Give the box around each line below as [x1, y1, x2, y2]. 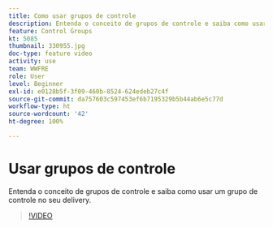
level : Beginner [8, 80, 63, 88]
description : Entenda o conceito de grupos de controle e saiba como [8, 19, 249, 28]
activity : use [8, 58, 57, 66]
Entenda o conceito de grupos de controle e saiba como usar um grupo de [8, 186, 258, 196]
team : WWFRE [8, 65, 49, 73]
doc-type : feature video [8, 49, 93, 58]
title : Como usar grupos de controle [8, 11, 136, 20]
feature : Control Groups [8, 27, 93, 35]
